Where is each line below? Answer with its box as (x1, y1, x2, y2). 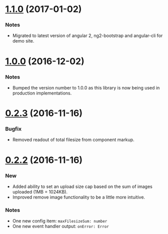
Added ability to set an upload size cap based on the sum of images (12, 183, 152, 189)
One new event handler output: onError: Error (12, 223, 109, 229)
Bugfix (5, 125, 21, 132)
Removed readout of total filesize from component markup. (12, 136, 134, 143)
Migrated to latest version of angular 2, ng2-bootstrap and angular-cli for (12, 32, 163, 38)
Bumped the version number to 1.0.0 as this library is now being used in (12, 84, 160, 90)
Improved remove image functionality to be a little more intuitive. (12, 194, 145, 200)
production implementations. (12, 90, 72, 96)
